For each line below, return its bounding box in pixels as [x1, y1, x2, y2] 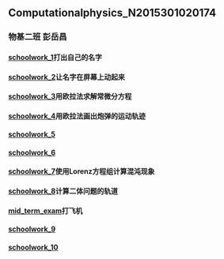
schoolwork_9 [8, 224, 56, 234]
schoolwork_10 [8, 242, 59, 252]
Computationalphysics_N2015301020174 [8, 6, 217, 20]
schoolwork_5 [8, 129, 55, 139]
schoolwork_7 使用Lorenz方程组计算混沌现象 [8, 167, 155, 176]
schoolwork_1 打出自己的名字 [8, 52, 103, 62]
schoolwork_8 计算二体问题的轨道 [8, 186, 119, 196]
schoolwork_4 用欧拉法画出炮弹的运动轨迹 [8, 111, 146, 121]
